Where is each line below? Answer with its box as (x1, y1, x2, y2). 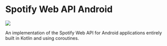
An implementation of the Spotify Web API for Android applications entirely (5, 29, 162, 36)
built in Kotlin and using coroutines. (5, 35, 79, 41)
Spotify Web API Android (5, 4, 113, 15)
